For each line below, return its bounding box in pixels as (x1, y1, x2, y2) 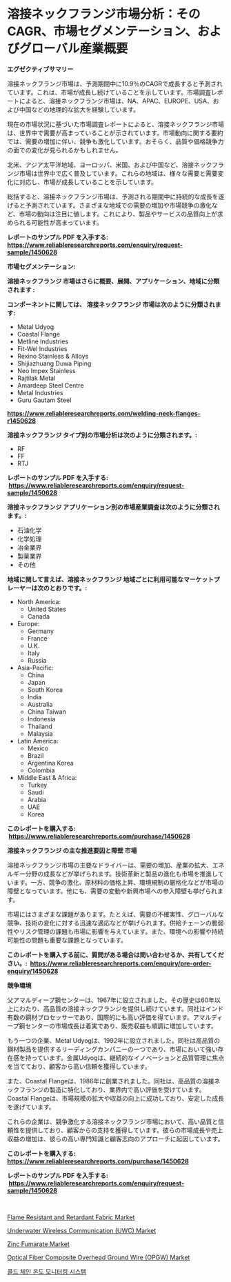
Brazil (27, 751, 44, 759)
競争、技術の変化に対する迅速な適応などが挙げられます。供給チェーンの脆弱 (7, 919, 224, 927)
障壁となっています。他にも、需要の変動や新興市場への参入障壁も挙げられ (7, 887, 218, 895)
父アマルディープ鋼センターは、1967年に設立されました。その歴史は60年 (7, 996, 215, 1004)
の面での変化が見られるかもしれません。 (7, 146, 122, 154)
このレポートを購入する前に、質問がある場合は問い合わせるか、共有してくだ (7, 950, 224, 959)
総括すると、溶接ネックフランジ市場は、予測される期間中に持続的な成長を (7, 192, 219, 201)
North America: (17, 597, 61, 605)
